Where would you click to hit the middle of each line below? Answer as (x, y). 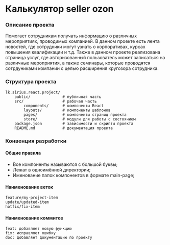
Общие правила (23, 153)
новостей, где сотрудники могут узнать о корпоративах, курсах (75, 47)
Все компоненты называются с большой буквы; (65, 164)
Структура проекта (31, 82)
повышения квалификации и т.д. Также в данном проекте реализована (83, 52)
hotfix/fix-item (22, 207)
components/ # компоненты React (64, 106)
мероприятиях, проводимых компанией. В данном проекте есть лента (82, 41)
